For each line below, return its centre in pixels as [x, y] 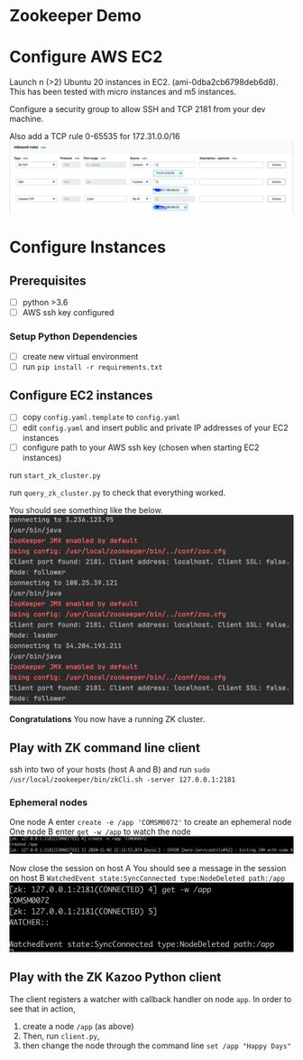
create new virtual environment [80, 356]
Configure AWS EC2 [86, 57]
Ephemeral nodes [49, 802]
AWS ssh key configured [68, 313]
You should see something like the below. [87, 510]
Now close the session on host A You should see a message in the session [148, 868]
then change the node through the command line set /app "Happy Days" [156, 1046]
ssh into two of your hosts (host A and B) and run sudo [110, 770]
